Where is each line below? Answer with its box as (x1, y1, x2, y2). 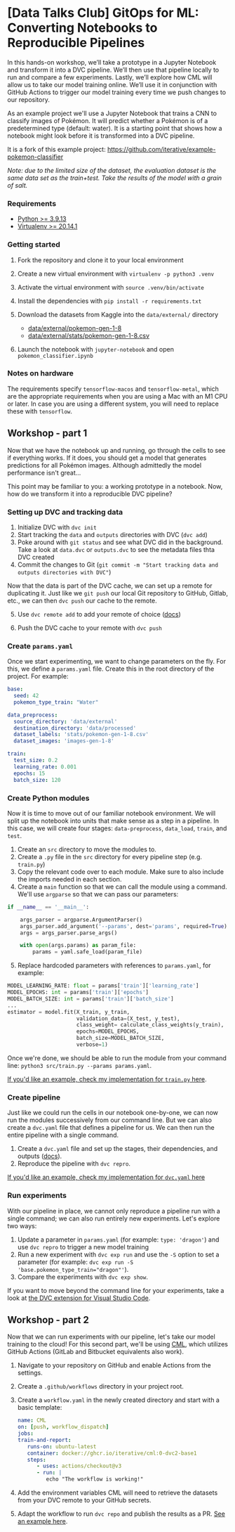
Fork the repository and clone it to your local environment (17, 255, 184, 264)
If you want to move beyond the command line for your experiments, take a (7, 1286, 224, 1294)
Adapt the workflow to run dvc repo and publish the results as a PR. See (17, 1510, 226, 1518)
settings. (17, 1369, 43, 1377)
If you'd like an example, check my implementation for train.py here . (7, 1074, 207, 1083)
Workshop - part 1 (7, 427, 88, 439)
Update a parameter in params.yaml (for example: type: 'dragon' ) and (17, 1235, 220, 1244)
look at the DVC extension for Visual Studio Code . (7, 1294, 151, 1302)
